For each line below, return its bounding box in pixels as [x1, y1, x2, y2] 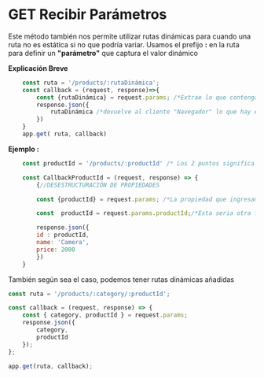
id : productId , [36, 231, 90, 239]
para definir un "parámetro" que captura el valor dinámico [8, 48, 199, 57]
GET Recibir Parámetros [8, 6, 167, 24]
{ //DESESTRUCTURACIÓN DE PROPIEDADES [36, 181, 159, 189]
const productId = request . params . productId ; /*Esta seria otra [36, 209, 251, 217]
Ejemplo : [8, 144, 39, 154]
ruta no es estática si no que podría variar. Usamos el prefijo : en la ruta [8, 39, 240, 49]
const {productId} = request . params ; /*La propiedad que [36, 195, 226, 203]
